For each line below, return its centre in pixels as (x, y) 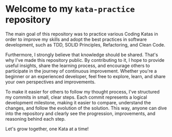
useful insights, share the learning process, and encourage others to (78, 65)
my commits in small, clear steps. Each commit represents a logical (76, 97)
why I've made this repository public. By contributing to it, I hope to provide (85, 60)
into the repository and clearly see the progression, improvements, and (80, 113)
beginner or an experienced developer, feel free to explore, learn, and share (85, 76)
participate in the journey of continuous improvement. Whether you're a (81, 71)
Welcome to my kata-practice (70, 9)
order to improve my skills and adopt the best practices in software (76, 39)
